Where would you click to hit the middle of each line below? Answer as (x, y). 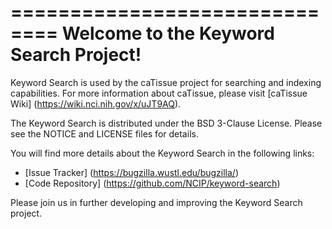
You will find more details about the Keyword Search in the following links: (162, 153)
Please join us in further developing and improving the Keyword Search (156, 202)
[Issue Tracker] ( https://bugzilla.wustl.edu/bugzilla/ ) (131, 172)
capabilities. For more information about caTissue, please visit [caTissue (159, 93)
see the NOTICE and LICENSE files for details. (104, 133)
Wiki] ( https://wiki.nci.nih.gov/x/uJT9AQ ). (96, 103)
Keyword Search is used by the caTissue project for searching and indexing (166, 82)
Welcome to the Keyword (168, 33)
